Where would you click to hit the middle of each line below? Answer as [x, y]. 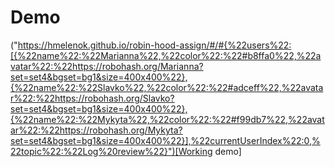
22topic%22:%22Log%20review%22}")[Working [111, 151]
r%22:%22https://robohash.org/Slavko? [92, 98]
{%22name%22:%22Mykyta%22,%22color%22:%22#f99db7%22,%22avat [167, 119]
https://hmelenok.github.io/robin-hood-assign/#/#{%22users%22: [154, 45]
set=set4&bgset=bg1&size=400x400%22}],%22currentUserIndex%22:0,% [165, 140]
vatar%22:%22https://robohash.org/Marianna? [107, 66]
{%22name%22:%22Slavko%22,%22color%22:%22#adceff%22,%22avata [167, 87]
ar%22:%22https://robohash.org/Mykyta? [96, 130]
